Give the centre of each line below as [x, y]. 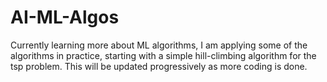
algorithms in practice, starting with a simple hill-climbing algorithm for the [163, 55]
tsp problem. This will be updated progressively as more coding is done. [159, 66]
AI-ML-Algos [65, 17]
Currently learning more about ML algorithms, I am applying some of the [159, 45]
